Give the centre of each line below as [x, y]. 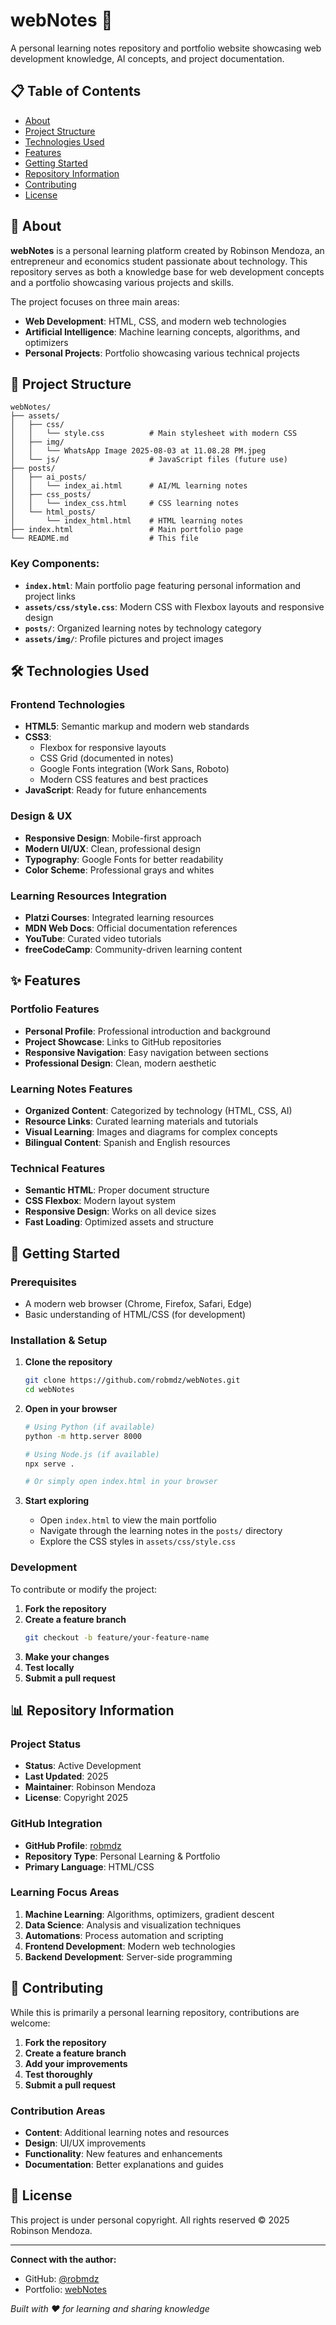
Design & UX [41, 816]
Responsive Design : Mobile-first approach [113, 838]
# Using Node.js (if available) [92, 1454]
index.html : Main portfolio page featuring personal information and [163, 585]
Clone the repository [68, 1362]
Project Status [46, 1744]
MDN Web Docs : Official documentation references [131, 928]
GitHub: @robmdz [62, 2278]
